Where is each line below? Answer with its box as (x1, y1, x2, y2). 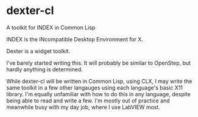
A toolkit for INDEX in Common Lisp (6, 24, 96, 31)
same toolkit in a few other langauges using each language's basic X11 (6, 83, 183, 91)
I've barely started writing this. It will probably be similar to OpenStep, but (6, 59, 191, 66)
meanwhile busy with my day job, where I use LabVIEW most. (6, 103, 160, 110)
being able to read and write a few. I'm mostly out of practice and (6, 97, 170, 104)
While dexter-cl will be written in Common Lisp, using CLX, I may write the (6, 77, 193, 85)
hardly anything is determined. (6, 65, 83, 73)
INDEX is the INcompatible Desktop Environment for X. (6, 35, 143, 43)
